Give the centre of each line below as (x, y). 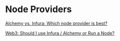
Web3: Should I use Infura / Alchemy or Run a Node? (60, 33)
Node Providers (39, 9)
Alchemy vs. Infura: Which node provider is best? (56, 23)
